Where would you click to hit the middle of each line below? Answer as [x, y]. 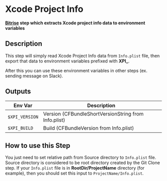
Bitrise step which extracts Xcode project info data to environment [75, 23]
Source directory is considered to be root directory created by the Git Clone [83, 163]
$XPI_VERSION [23, 117]
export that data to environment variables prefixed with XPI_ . [67, 61]
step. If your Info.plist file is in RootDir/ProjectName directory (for [75, 168]
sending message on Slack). [34, 76]
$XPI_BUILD [20, 128]
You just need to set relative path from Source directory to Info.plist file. [81, 158]
